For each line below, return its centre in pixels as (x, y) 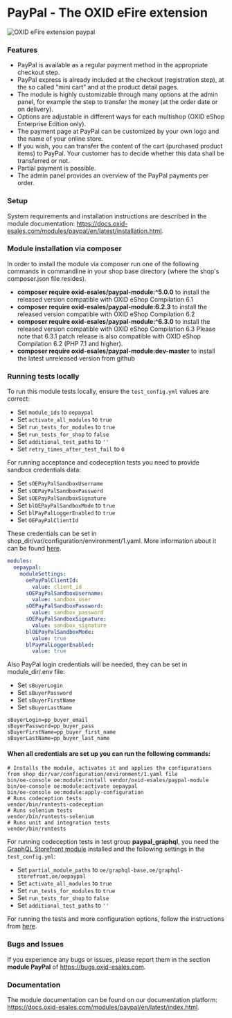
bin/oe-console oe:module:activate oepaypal (72, 786)
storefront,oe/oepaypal (52, 877)
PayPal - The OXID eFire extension (107, 13)
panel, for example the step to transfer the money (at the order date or (117, 102)
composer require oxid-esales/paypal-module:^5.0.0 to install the (114, 292)
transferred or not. (44, 161)
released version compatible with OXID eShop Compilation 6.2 (106, 314)
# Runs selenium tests (40, 811)
